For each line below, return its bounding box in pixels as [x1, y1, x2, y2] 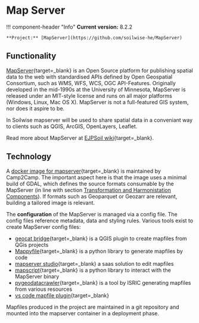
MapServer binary [14, 272, 60, 280]
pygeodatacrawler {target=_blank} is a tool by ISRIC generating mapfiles [14, 279, 191, 286]
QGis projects [14, 241, 49, 248]
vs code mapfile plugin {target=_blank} [14, 291, 110, 299]
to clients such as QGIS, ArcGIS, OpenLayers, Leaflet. [6, 123, 138, 130]
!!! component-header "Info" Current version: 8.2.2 [6, 23, 133, 30]
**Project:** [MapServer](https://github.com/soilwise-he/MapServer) [6, 35, 183, 41]
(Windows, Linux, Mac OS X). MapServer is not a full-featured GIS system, [6, 98, 189, 105]
